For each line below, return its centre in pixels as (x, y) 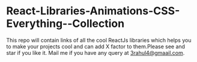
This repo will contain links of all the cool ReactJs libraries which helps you (99, 40)
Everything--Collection (65, 24)
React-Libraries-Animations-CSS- (93, 11)
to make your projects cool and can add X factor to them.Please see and (95, 46)
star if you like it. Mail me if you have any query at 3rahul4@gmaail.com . (95, 52)
